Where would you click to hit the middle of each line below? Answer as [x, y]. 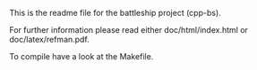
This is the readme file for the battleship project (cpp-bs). [115, 13]
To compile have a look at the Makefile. [81, 56]
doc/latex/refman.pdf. [49, 39]
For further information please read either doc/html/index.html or [129, 30]
